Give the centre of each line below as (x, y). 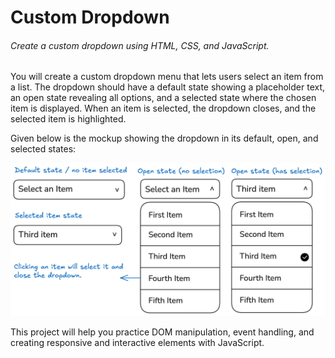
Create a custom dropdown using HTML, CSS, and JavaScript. (140, 45)
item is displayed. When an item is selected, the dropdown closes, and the (163, 108)
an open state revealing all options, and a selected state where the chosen (163, 98)
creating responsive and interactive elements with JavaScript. (137, 342)
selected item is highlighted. (68, 119)
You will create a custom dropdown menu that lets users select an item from (167, 77)
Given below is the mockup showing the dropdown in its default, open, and (164, 138)
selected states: (43, 149)
